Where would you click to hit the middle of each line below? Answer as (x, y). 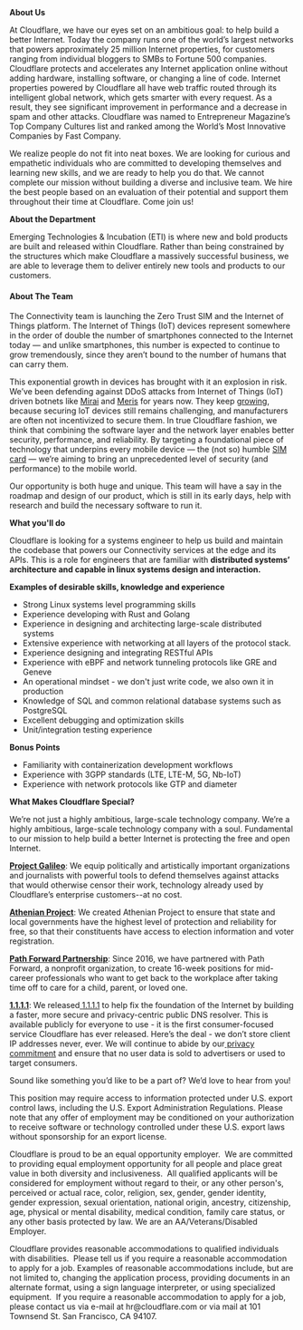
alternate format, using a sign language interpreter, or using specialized (142, 1287)
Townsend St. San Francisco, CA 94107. (83, 1316)
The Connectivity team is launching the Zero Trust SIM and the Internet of (147, 316)
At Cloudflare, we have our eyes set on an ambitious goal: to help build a (144, 30)
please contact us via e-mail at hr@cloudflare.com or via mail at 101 (135, 1306)
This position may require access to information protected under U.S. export (151, 1098)
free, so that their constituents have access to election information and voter (152, 932)
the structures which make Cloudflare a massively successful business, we (149, 256)
